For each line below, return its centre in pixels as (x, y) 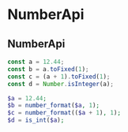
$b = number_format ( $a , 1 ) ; (54, 106)
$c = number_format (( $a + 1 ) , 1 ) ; (64, 113)
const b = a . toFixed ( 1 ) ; (48, 69)
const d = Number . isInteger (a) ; (60, 84)
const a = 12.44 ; (36, 62)
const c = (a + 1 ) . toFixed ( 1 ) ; (59, 77)
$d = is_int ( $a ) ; (36, 120)
